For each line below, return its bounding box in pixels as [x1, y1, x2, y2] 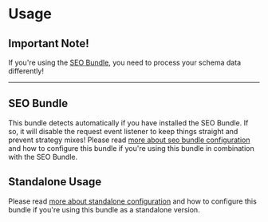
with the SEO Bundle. [8, 152, 78, 161]
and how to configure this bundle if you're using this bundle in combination [8, 143, 254, 153]
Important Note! [8, 37, 89, 50]
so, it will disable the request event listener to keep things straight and [8, 126, 238, 136]
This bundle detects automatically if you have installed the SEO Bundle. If [8, 117, 249, 128]
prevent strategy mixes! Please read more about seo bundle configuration [8, 135, 250, 145]
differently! [8, 66, 44, 76]
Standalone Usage [8, 175, 102, 188]
